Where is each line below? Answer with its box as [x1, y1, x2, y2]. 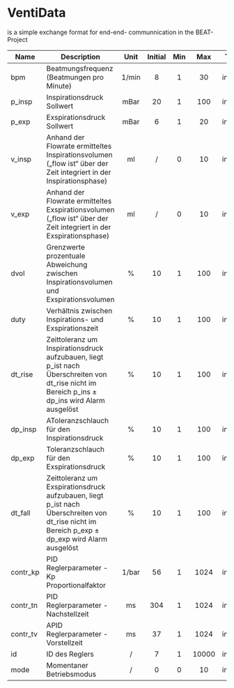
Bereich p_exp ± [46, 525, 100, 535]
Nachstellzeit [46, 609, 89, 618]
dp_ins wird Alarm [46, 395, 106, 405]
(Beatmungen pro [46, 72, 104, 82]
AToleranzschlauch [46, 415, 109, 425]
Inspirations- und [46, 314, 104, 324]
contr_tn [10, 600, 38, 610]
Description [60, 52, 101, 61]
